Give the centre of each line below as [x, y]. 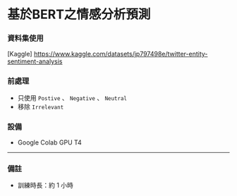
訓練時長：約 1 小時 [45, 185]
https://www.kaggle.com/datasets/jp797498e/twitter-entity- [121, 54]
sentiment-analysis [35, 61]
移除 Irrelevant [41, 106]
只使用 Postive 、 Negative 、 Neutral [72, 98]
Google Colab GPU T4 [50, 142]
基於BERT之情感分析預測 [79, 14]
